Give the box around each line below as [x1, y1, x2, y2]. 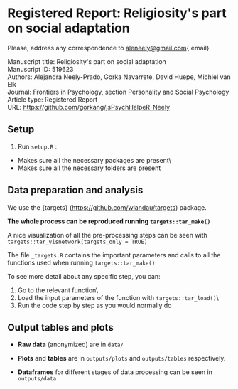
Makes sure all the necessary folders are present [17, 164, 161, 172]
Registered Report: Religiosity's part [7, 5, 227, 21]
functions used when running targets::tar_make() [7, 258, 156, 267]
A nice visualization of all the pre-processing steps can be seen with [7, 230, 207, 239]
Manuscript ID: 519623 [7, 65, 74, 73]
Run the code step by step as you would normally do [17, 301, 172, 309]
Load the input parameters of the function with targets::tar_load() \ [17, 293, 219, 302]
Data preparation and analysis [7, 184, 144, 196]
